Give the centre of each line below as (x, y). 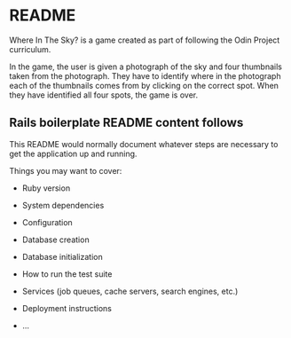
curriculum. (30, 49)
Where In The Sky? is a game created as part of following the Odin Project (145, 40)
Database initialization (63, 256)
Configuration (47, 222)
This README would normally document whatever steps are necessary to (144, 144)
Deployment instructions (67, 308)
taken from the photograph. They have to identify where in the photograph (145, 75)
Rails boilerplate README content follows (126, 123)
